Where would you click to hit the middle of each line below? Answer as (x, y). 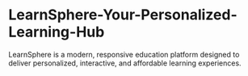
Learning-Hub (57, 32)
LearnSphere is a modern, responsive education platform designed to (124, 54)
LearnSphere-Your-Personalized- (123, 15)
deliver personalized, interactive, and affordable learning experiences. (125, 63)
